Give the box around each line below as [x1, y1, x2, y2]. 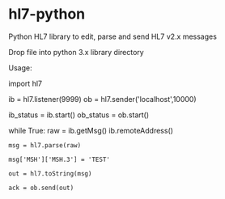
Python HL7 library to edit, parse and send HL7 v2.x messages [8, 32, 217, 41]
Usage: [8, 62, 32, 73]
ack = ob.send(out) [8, 184, 74, 192]
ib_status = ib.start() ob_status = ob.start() [8, 110, 150, 120]
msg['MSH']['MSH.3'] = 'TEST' [8, 155, 111, 163]
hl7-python [8, 5, 86, 23]
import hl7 [8, 78, 43, 88]
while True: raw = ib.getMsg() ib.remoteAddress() [8, 125, 174, 135]
